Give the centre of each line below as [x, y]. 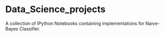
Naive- [152, 23]
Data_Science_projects [56, 9]
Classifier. [30, 28]
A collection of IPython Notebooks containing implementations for [75, 23]
